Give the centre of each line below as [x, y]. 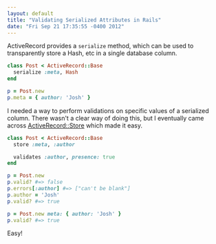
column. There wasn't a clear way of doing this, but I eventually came [106, 118]
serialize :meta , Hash [46, 72]
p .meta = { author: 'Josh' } [49, 97]
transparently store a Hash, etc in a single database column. [92, 53]
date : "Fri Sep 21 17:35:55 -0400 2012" [66, 26]
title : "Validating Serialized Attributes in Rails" [84, 20]
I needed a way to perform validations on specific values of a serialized [108, 110]
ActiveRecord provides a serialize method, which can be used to [100, 46]
